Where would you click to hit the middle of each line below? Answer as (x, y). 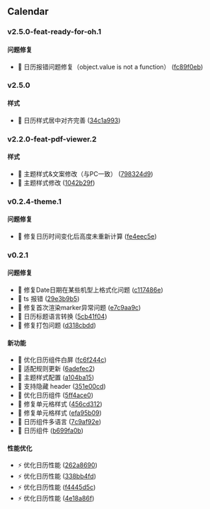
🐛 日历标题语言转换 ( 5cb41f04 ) (62, 316)
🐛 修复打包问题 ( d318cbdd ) (57, 326)
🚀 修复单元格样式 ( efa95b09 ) (60, 413)
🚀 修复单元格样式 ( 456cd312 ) (60, 404)
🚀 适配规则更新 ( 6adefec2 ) (56, 369)
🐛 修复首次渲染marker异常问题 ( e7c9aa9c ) (79, 308)
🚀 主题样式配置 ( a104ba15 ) (56, 377)
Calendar (28, 12)
